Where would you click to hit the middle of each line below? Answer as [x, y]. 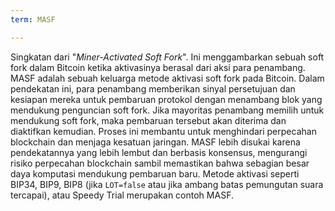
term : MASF [33, 19]
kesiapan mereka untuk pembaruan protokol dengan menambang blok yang [166, 99]
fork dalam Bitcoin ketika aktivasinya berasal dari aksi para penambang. [158, 67]
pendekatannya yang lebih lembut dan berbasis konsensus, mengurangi [159, 152]
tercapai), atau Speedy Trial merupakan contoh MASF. [122, 195]
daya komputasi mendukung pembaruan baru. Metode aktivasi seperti [155, 173]
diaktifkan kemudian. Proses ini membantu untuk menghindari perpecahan [163, 131]
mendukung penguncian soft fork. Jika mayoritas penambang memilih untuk [167, 110]
